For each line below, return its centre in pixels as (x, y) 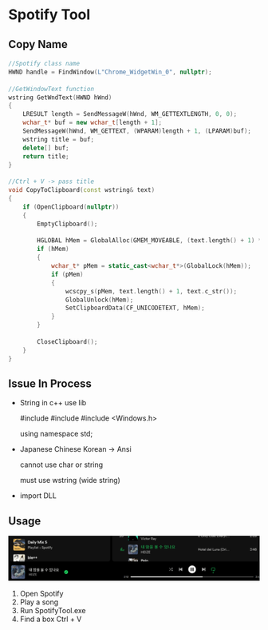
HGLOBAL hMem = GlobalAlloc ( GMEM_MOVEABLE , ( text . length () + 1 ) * (150, 241)
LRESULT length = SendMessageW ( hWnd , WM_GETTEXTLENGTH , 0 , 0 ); (130, 114)
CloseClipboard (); (67, 341)
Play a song (39, 602)
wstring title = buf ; (58, 139)
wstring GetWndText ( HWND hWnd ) (60, 98)
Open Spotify (41, 593)
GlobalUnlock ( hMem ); (99, 300)
